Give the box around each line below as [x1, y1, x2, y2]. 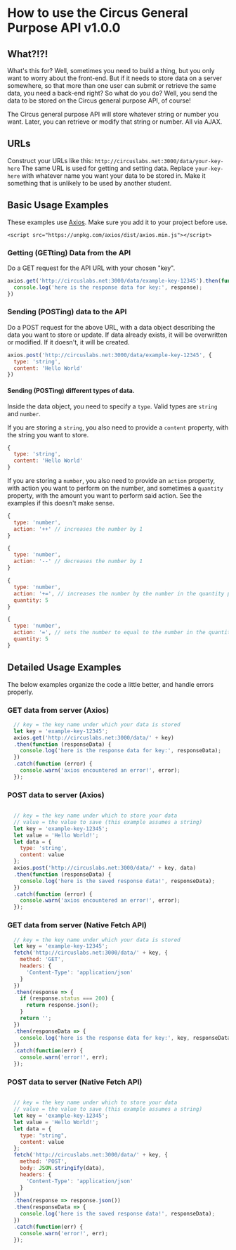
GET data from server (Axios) [7, 705, 110, 715]
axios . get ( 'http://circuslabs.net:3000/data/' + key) [13, 734, 174, 741]
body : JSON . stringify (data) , [20, 1165, 105, 1172]
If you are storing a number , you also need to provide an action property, [7, 477, 216, 485]
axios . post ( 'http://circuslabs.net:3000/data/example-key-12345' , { [7, 352, 212, 359]
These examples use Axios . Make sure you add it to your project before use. [7, 218, 228, 226]
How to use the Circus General [7, 5, 188, 21]
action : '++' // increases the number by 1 [13, 525, 143, 532]
